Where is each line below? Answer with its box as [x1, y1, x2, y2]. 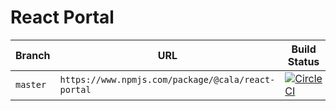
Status [287, 54, 320, 68]
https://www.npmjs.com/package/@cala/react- [59, 74, 276, 85]
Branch [15, 48, 51, 62]
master [15, 79, 47, 90]
